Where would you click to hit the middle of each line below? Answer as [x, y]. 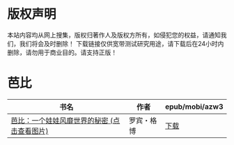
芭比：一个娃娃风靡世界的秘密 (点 [65, 121]
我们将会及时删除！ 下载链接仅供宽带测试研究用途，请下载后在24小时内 [122, 43]
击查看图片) [30, 131]
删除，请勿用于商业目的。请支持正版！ [62, 52]
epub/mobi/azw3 [194, 107]
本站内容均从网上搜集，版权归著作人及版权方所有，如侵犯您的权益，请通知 [114, 35]
